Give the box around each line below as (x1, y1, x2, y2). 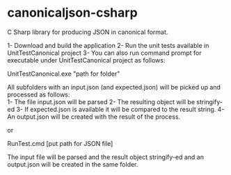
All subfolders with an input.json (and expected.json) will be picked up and (7, 83, 221, 91)
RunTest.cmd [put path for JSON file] (7, 139, 113, 147)
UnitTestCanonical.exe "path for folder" (7, 69, 120, 78)
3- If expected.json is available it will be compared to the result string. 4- (16, 105, 225, 113)
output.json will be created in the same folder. (7, 160, 138, 168)
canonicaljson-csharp (7, 5, 138, 21)
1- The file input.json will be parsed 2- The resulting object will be (7, 97, 196, 106)
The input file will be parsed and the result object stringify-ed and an (7, 153, 204, 161)
